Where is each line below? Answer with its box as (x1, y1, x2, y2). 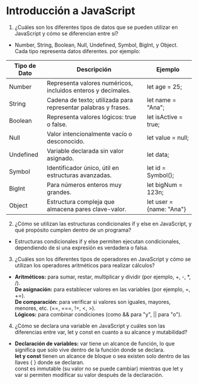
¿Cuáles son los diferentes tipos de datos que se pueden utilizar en (14, 24, 178, 31)
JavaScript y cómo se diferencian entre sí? (14, 29, 119, 37)
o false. (47, 120, 68, 128)
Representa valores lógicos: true (47, 113, 137, 121)
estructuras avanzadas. (47, 171, 112, 179)
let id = (147, 163, 166, 172)
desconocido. (47, 137, 85, 145)
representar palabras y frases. (47, 103, 131, 111)
